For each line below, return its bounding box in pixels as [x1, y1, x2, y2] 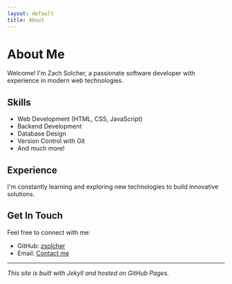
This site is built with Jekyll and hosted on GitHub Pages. [7, 269, 169, 277]
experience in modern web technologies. [7, 77, 124, 85]
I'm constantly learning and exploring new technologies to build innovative [7, 182, 219, 191]
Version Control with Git [17, 137, 85, 145]
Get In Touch [7, 210, 64, 222]
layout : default [7, 10, 54, 17]
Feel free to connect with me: [7, 228, 91, 236]
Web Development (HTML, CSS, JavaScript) [17, 115, 143, 123]
